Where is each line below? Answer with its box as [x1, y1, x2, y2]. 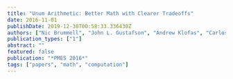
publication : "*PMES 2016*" [7, 55, 89, 62]
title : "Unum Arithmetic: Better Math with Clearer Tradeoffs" [7, 10, 194, 17]
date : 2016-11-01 [7, 16, 58, 23]
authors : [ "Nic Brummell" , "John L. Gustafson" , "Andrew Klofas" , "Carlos [7, 29, 228, 36]
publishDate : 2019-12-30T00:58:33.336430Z [7, 23, 132, 30]
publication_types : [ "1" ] [7, 36, 82, 43]
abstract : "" [7, 42, 45, 49]
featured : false [7, 49, 54, 56]
